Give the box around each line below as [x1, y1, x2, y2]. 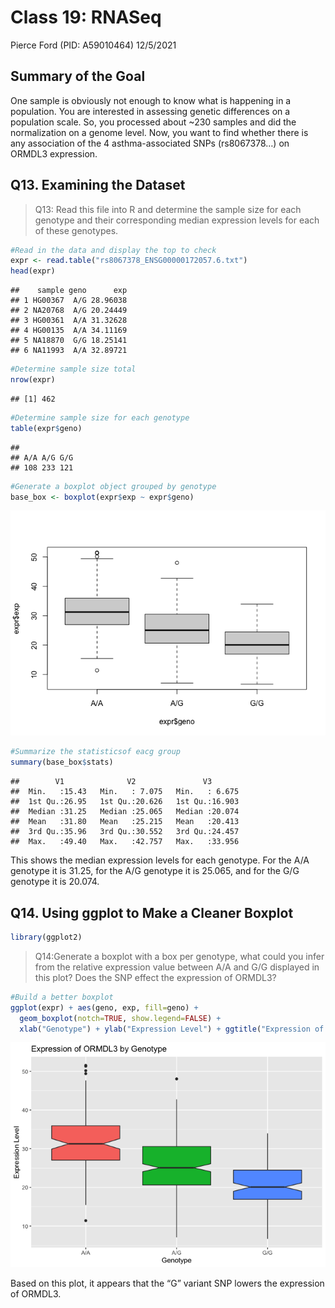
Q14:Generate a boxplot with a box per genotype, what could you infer [34, 950, 325, 962]
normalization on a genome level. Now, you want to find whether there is [10, 126, 309, 138]
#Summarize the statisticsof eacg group [10, 747, 182, 757]
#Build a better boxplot [10, 992, 114, 1002]
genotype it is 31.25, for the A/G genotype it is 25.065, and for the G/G [10, 865, 300, 877]
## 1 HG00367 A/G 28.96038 [10, 296, 128, 306]
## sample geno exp [10, 286, 128, 296]
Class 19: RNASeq [10, 6, 162, 29]
